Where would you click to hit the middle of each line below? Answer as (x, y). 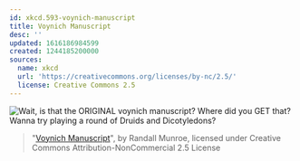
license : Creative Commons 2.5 (77, 85)
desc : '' (26, 34)
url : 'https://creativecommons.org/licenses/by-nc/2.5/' (127, 77)
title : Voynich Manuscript (60, 26)
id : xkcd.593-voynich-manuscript (73, 18)
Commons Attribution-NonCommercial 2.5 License (126, 147)
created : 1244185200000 (54, 52)
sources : (26, 60)
